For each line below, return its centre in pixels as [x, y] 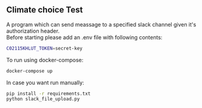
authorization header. [33, 31]
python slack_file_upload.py [43, 99]
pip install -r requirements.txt [49, 94]
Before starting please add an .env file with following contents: [84, 37]
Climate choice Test [45, 10]
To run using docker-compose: [45, 60]
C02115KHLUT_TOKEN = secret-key [45, 48]
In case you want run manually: [45, 82]
